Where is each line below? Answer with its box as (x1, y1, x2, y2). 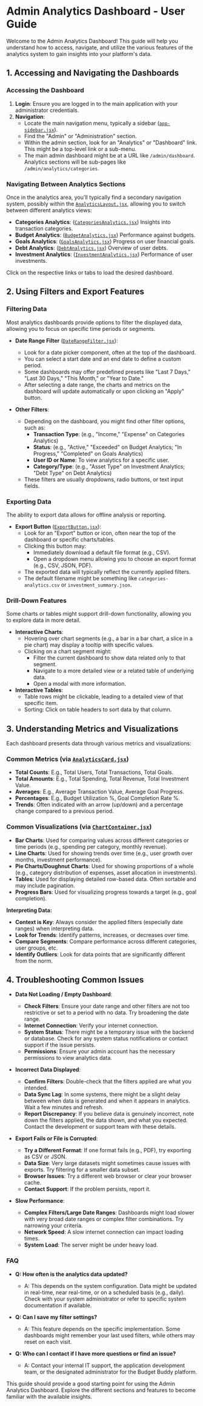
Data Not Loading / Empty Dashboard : (15, 990, 113, 998)
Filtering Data (6, 305, 47, 313)
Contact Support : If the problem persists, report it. (24, 1185, 151, 1193)
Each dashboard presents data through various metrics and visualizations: (6, 740, 192, 747)
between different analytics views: (6, 206, 92, 214)
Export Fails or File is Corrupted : (15, 1135, 98, 1142)
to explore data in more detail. (6, 616, 81, 624)
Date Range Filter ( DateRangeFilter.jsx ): (15, 336, 118, 344)
